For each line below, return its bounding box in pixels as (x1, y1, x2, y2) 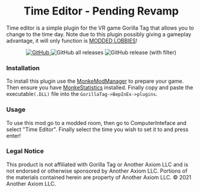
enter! (6, 132, 21, 139)
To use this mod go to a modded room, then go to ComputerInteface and (6, 119, 187, 126)
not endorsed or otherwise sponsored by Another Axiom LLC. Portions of (6, 167, 188, 174)
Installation (6, 63, 40, 72)
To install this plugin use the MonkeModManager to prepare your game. (6, 77, 184, 85)
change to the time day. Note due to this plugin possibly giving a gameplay (6, 30, 192, 37)
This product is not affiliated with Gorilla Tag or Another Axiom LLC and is (6, 161, 189, 168)
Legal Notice (6, 147, 44, 155)
